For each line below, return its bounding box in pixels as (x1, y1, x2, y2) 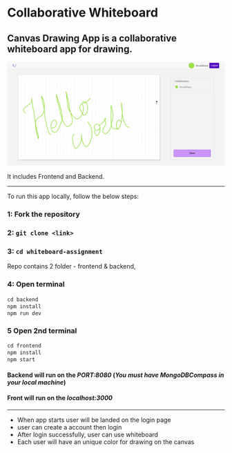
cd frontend (7, 342, 41, 349)
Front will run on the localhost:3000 (7, 394, 113, 402)
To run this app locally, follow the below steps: (7, 192, 139, 201)
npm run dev (7, 309, 41, 317)
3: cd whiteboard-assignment (7, 247, 103, 256)
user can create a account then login (17, 423, 122, 431)
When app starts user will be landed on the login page (17, 416, 171, 424)
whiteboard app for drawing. (7, 43, 133, 55)
